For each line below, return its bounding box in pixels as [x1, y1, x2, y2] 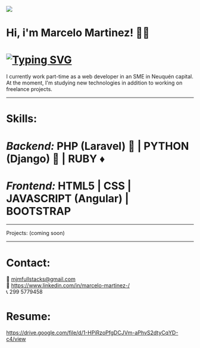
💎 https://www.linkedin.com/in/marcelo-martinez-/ [6, 282, 130, 289]
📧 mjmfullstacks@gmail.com [6, 275, 76, 283]
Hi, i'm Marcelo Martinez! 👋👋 [6, 26, 150, 40]
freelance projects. [6, 86, 52, 93]
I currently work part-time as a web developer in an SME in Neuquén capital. [6, 73, 193, 80]
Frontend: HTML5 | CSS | [6, 179, 132, 193]
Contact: [6, 256, 51, 269]
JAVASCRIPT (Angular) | [6, 192, 129, 205]
